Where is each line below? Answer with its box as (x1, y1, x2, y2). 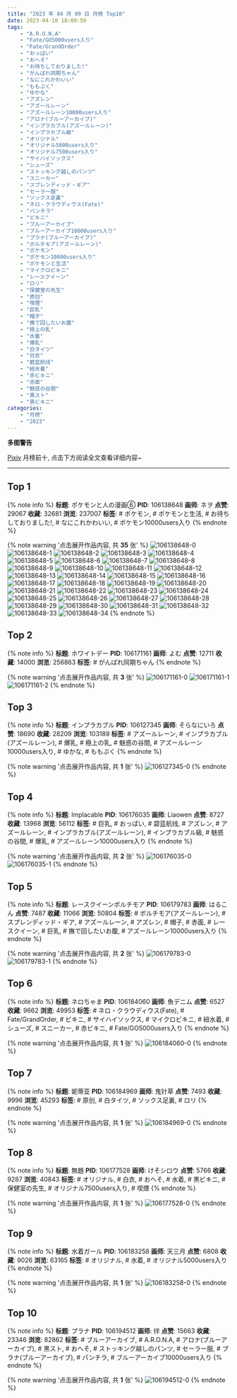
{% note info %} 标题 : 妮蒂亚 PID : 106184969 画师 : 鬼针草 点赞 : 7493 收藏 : (7, 1087, 222, 1095)
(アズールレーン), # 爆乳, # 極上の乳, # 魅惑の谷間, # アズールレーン (7, 738, 202, 747)
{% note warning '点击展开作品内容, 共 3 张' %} (7, 672, 145, 681)
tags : (7, 23, 23, 30)
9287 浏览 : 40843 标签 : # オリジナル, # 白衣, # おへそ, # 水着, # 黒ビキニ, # (7, 1175, 226, 1184)
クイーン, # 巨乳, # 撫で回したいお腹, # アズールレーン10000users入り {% (13, 926, 228, 935)
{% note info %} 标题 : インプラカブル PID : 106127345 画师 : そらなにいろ (7, 721, 217, 729)
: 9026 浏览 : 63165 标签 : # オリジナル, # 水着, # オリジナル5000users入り (13, 1256, 228, 1264)
